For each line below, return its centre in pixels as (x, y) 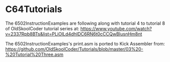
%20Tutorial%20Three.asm (34, 54)
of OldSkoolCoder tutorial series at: (42, 28)
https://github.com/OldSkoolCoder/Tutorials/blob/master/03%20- (74, 49)
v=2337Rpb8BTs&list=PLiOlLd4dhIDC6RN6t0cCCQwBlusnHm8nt (74, 34)
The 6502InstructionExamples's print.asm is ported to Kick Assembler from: (85, 43)
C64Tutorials (34, 9)
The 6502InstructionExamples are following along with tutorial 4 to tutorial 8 (85, 23)
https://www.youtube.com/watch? (116, 28)
